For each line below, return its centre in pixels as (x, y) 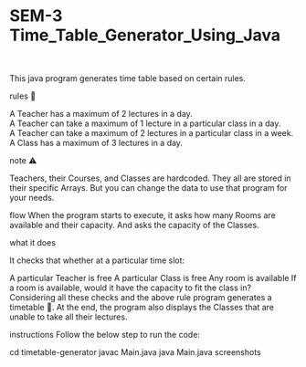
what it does (33, 242)
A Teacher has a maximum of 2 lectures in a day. (101, 113)
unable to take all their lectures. (69, 317)
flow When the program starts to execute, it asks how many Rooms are (142, 215)
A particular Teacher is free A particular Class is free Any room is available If (153, 278)
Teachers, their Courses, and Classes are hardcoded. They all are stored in (150, 178)
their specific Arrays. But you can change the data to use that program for (148, 187)
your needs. (32, 197)
